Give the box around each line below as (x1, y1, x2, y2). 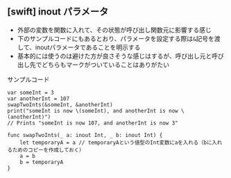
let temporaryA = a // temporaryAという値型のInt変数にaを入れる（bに (19, 139, 212, 146)
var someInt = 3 (7, 89, 54, 96)
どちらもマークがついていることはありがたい (41, 60, 170, 69)
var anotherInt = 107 (7, 95, 70, 102)
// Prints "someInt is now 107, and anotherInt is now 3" (7, 120, 178, 127)
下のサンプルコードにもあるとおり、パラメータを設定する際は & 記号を (17, 34, 215, 42)
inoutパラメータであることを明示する (35, 43, 141, 51)
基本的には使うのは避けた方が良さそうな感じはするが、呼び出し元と (17, 51, 212, 60)
